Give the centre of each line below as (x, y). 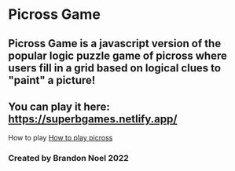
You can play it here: (59, 106)
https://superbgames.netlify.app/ (93, 119)
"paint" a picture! (52, 80)
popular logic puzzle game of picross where (118, 55)
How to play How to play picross (61, 138)
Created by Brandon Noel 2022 (69, 158)
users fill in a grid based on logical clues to (115, 68)
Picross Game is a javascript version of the (115, 44)
